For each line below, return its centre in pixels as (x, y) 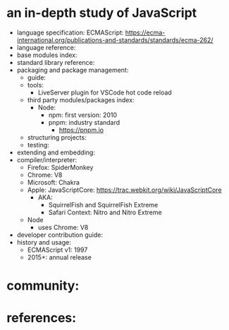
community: (43, 286)
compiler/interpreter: (47, 159)
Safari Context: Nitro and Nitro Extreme (105, 212)
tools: (35, 85)
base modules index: (47, 55)
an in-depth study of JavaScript (102, 13)
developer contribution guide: (60, 235)
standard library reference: (56, 62)
